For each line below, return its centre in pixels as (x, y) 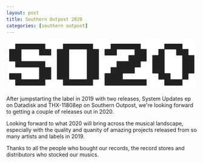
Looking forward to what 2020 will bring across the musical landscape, (95, 123)
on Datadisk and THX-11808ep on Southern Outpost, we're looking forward (100, 105)
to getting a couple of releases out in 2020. (60, 111)
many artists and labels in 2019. (45, 136)
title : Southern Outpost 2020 (45, 19)
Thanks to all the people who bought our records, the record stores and (95, 148)
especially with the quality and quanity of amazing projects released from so (101, 130)
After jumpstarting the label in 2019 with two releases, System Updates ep (99, 99)
